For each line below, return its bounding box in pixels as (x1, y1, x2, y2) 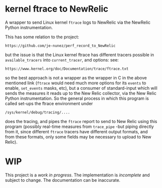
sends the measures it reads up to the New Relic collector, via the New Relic (5, 90, 157, 96)
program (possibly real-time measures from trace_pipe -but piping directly (5, 124, 154, 129)
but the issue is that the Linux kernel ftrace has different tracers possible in (5, 52, 154, 58)
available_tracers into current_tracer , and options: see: (5, 57, 119, 63)
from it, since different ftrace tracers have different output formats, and (5, 128, 148, 134)
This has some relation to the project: (5, 34, 79, 40)
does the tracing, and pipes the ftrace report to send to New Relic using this (5, 118, 157, 124)
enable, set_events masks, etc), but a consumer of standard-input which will (5, 85, 158, 91)
